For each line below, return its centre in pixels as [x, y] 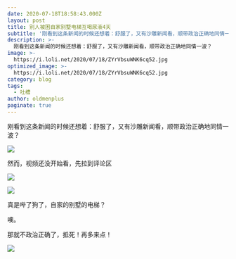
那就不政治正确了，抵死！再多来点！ [60, 234]
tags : [15, 86]
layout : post [26, 20]
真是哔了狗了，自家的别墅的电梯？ [57, 204]
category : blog [29, 79]
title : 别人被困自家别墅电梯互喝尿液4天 [59, 27]
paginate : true [29, 106]
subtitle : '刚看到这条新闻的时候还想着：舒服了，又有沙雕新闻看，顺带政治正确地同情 [116, 33]
